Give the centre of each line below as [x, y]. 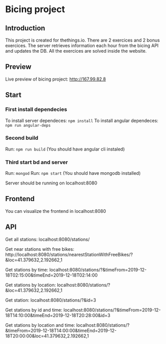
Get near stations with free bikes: [40, 249]
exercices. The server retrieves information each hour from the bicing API [82, 46]
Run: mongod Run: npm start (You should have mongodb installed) [73, 173]
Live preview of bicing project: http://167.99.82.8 [56, 79]
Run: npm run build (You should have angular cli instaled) [65, 149]
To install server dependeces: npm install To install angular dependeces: [82, 121]
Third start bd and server [37, 162]
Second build [22, 138]
